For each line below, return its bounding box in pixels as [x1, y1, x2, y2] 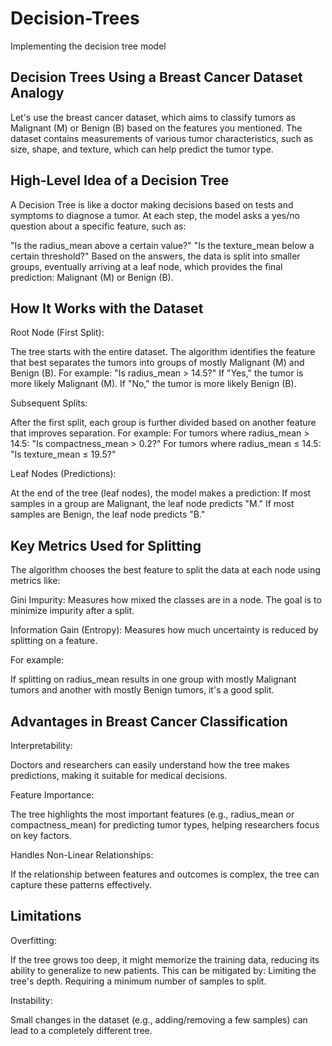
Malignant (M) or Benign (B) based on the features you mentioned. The [10, 122, 303, 134]
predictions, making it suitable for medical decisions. [10, 770, 228, 781]
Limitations [10, 908, 82, 925]
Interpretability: [10, 740, 73, 751]
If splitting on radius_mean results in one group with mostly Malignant [10, 673, 297, 686]
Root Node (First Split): [10, 327, 105, 339]
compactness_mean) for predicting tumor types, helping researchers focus [10, 819, 320, 831]
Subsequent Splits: [10, 397, 88, 409]
